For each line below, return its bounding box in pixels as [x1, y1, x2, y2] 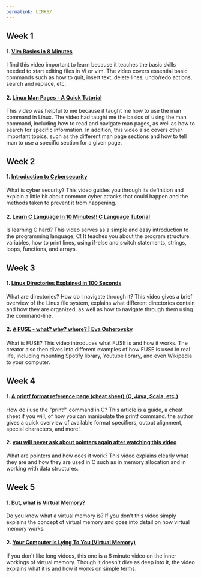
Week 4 [6, 376, 36, 386]
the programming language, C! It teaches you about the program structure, [6, 233, 191, 240]
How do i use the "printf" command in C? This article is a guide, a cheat [6, 406, 183, 413]
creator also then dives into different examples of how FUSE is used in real [6, 346, 191, 353]
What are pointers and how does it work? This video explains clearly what [6, 452, 189, 459]
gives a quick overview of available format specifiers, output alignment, [6, 419, 183, 426]
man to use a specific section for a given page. [6, 139, 122, 146]
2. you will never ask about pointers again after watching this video [6, 439, 177, 446]
